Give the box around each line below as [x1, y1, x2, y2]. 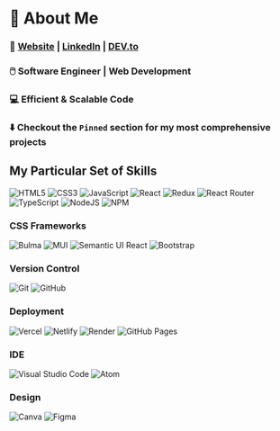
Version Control [9, 262, 80, 274]
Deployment [9, 305, 65, 318]
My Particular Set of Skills [9, 164, 158, 179]
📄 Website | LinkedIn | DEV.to [9, 40, 140, 53]
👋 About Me [9, 8, 99, 29]
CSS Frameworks [9, 220, 87, 232]
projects [9, 135, 47, 148]
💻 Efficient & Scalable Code [9, 93, 134, 105]
